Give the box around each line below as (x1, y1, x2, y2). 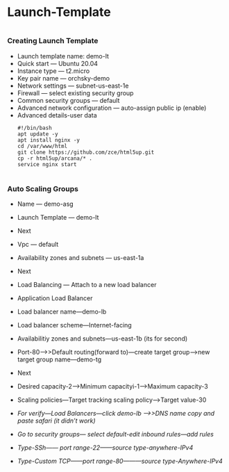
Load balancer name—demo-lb (17, 307, 107, 316)
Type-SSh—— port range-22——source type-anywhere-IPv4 (17, 443, 194, 452)
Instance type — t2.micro (17, 67, 90, 75)
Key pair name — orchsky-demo (17, 74, 110, 82)
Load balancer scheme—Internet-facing (17, 321, 132, 329)
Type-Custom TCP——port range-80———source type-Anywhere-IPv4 (17, 457, 223, 466)
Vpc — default (17, 241, 59, 249)
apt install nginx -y (17, 136, 80, 143)
